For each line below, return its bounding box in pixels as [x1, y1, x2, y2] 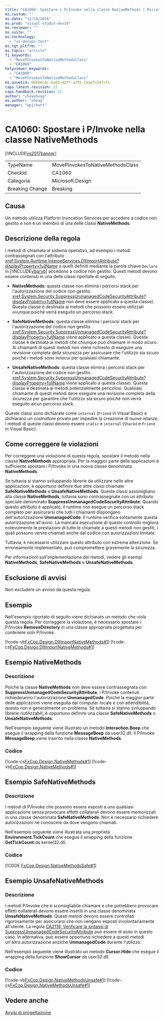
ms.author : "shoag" [5, 98, 45, 103]
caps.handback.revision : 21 [5, 89, 62, 94]
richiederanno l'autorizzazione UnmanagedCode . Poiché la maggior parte [5, 694, 154, 700]
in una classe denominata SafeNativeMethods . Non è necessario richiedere [5, 814, 159, 820]
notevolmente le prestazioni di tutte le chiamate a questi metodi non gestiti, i [5, 525, 159, 531]
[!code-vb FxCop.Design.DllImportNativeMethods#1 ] [5, 639, 110, 644]
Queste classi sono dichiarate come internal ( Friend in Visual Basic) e [5, 410, 147, 416]
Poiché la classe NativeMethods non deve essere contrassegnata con [5, 684, 147, 690]
